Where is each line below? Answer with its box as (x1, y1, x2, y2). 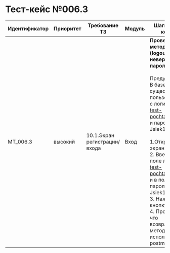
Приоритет (53, 25, 82, 32)
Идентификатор (8, 25, 49, 32)
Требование (88, 22, 119, 29)
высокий (53, 138, 75, 145)
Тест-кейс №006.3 (5, 4, 89, 15)
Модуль (124, 25, 145, 32)
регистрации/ (86, 138, 120, 145)
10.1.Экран (86, 132, 115, 139)
